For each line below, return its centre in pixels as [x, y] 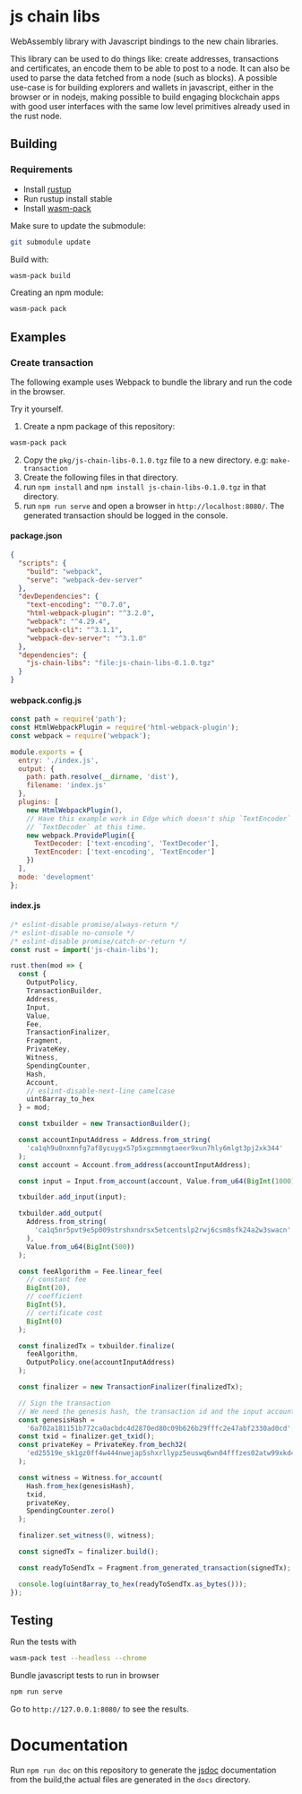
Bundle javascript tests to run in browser [85, 1676]
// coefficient [55, 1296]
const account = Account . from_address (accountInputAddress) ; [135, 1165]
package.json [36, 536]
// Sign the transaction [65, 1403]
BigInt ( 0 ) [45, 1321]
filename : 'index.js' [66, 785]
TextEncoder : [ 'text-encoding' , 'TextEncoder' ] [125, 852]
